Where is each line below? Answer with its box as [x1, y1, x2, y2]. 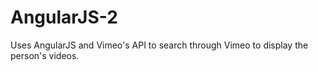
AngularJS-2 [10, 6, 118, 29]
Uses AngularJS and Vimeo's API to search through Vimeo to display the [10, 39, 309, 51]
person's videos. [10, 49, 80, 61]
